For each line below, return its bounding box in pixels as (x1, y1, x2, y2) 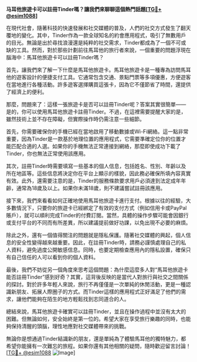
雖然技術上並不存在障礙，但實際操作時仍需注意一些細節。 (6, 116, 145, 122)
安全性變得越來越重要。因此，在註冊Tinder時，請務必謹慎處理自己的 (16, 239, 181, 246)
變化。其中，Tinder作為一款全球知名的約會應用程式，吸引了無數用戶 (21, 32, 186, 39)
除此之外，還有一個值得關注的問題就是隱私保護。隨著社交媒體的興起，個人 (6, 232, 186, 239)
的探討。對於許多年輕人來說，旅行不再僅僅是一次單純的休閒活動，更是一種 (6, 281, 186, 287)
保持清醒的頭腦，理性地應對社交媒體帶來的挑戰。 (11, 323, 130, 330)
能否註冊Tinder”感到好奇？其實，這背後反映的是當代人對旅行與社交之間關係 (6, 273, 189, 280)
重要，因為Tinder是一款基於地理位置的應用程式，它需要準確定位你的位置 (6, 135, 181, 142)
